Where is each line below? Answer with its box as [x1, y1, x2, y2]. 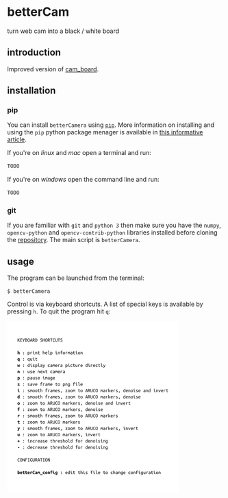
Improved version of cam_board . [7, 64, 99, 73]
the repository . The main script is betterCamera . [7, 236, 140, 244]
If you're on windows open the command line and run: [7, 176, 160, 184]
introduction [7, 47, 62, 58]
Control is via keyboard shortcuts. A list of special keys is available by [7, 300, 203, 309]
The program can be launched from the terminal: [7, 274, 145, 282]
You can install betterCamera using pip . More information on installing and [7, 121, 214, 129]
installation [7, 85, 56, 97]
